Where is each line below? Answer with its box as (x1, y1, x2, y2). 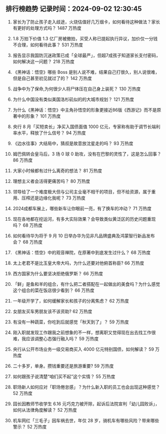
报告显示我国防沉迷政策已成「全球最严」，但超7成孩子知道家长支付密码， (12, 52, 161, 58)
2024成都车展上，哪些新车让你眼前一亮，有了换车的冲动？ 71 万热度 (12, 205, 152, 211)
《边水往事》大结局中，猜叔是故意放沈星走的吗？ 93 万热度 (12, 140, 133, 146)
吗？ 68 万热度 (12, 222, 43, 228)
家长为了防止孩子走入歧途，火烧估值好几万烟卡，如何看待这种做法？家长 (12, 19, 160, 25)
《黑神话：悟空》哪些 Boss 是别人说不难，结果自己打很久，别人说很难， (12, 69, 160, 75)
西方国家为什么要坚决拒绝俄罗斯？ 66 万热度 (12, 270, 103, 276)
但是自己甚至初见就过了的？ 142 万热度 (12, 75, 92, 81)
